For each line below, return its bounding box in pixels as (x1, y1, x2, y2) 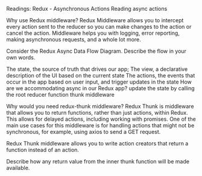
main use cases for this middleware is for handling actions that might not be (6, 122, 195, 129)
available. (6, 165, 30, 171)
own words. (6, 54, 36, 61)
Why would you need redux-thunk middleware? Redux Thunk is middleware (6, 103, 194, 110)
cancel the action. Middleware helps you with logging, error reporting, (6, 29, 180, 37)
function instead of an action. (6, 147, 80, 153)
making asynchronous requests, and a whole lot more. (6, 36, 142, 43)
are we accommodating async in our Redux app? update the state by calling (6, 85, 195, 92)
